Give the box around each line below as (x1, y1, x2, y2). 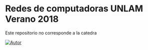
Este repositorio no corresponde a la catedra (5, 30, 97, 36)
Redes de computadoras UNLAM (5, 3, 144, 14)
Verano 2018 (5, 13, 59, 25)
